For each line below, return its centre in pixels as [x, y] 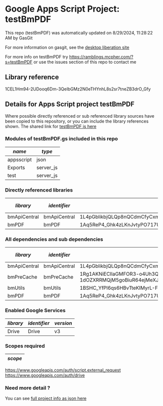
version [63, 323]
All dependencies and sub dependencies [54, 239]
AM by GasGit [19, 38]
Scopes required [25, 346]
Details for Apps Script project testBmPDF [70, 104]
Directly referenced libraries [39, 190]
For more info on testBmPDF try [37, 56]
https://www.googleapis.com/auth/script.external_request [63, 370]
